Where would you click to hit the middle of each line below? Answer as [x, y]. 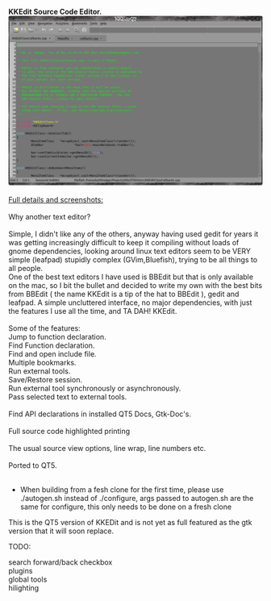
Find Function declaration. [52, 345]
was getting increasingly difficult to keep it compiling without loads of [124, 242]
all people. [25, 268]
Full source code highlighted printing [69, 431]
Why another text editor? [50, 216]
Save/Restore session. [46, 379]
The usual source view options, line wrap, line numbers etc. [107, 448]
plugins [21, 570]
